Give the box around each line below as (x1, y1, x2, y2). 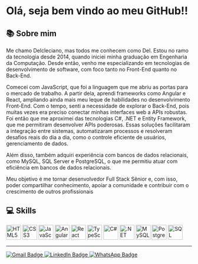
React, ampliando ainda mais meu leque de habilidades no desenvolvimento (6, 96, 190, 103)
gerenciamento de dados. (6, 140, 69, 147)
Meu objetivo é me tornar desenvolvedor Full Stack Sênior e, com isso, (6, 175, 178, 182)
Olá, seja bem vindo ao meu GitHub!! (6, 4, 189, 18)
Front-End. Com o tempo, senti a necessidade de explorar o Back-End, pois (6, 102, 190, 109)
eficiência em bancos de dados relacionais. (6, 164, 112, 171)
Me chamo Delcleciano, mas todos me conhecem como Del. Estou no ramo (6, 47, 189, 54)
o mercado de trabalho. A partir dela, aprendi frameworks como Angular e (6, 90, 186, 97)
